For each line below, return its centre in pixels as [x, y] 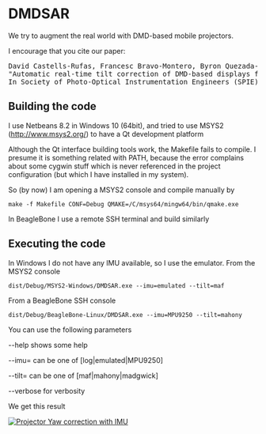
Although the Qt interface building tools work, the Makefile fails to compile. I [132, 149]
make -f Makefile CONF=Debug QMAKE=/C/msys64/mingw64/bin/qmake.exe [123, 204]
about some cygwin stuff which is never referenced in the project [114, 166]
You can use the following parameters [70, 330]
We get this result [37, 406]
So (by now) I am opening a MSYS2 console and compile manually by [122, 190]
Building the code [52, 106]
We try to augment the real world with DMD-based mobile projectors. [121, 36]
